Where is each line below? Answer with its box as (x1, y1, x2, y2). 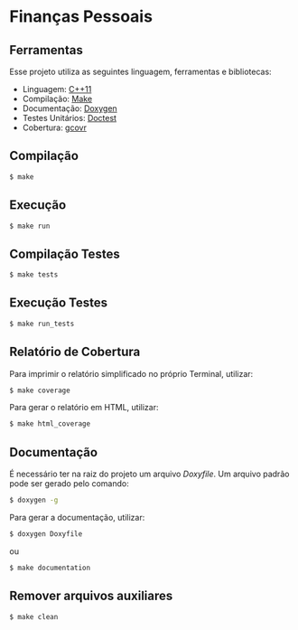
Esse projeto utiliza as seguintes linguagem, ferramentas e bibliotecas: (9, 66, 273, 77)
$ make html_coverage (9, 419, 91, 428)
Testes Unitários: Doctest (22, 113, 117, 123)
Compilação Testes (9, 246, 120, 261)
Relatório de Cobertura (9, 344, 141, 360)
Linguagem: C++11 (22, 84, 92, 94)
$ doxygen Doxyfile (9, 530, 83, 539)
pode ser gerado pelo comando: (9, 478, 129, 489)
